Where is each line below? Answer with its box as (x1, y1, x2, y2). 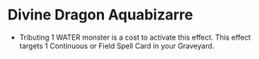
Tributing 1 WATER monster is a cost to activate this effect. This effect (19, 32, 251, 42)
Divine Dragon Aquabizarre (7, 6, 194, 24)
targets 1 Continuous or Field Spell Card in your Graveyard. (19, 40, 215, 50)
